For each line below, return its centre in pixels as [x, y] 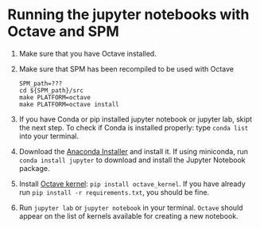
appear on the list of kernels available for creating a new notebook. [129, 215]
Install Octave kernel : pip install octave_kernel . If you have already [132, 184]
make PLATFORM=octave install [69, 104]
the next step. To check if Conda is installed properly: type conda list [134, 127]
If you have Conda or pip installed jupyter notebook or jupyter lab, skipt [135, 119]
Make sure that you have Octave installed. [87, 53]
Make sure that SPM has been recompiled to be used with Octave [126, 68]
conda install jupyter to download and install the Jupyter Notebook [132, 160]
